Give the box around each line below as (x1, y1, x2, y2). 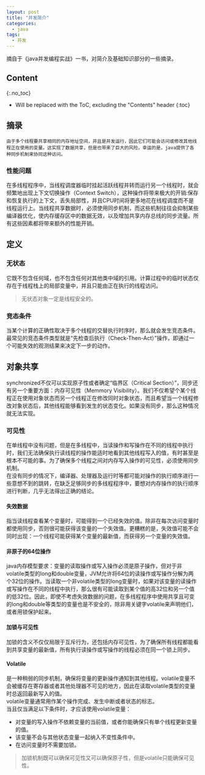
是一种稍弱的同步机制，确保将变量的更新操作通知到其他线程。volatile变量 (6, 674, 190, 682)
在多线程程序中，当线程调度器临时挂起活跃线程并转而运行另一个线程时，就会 (6, 181, 199, 188)
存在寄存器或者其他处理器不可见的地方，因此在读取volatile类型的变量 (22, 682, 195, 689)
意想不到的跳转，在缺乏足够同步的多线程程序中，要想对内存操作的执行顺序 (11, 480, 199, 487)
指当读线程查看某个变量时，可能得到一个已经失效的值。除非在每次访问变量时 (6, 517, 199, 525)
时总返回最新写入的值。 (6, 689, 65, 697)
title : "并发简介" (6, 15, 50, 21)
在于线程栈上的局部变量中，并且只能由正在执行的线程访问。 (11, 282, 162, 289)
